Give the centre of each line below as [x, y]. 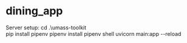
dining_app [34, 11]
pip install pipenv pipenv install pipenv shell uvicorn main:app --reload [93, 33]
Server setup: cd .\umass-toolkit [46, 27]
